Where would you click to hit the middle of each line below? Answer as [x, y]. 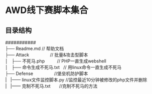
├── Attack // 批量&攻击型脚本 [47, 55]
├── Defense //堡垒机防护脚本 [47, 73]
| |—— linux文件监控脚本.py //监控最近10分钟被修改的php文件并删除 [76, 80]
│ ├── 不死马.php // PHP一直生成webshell [56, 61]
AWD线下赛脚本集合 [47, 10]
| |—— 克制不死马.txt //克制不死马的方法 [51, 86]
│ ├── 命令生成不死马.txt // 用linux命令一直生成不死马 [63, 67]
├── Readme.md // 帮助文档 [35, 48]
